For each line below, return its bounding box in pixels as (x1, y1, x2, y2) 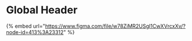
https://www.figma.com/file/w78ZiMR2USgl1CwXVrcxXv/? (45, 23, 186, 29)
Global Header (6, 3, 78, 17)
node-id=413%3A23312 (6, 28, 64, 35)
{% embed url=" (6, 23, 46, 29)
